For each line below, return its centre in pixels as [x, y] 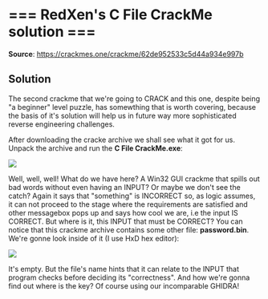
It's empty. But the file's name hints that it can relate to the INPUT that [124, 269]
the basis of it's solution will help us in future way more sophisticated [122, 115]
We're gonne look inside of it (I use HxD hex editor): [94, 238]
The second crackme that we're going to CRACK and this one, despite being [134, 99]
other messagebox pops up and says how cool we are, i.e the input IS [123, 212]
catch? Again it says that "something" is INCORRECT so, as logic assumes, [132, 196]
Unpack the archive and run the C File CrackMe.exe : [95, 148]
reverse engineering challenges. [61, 124]
